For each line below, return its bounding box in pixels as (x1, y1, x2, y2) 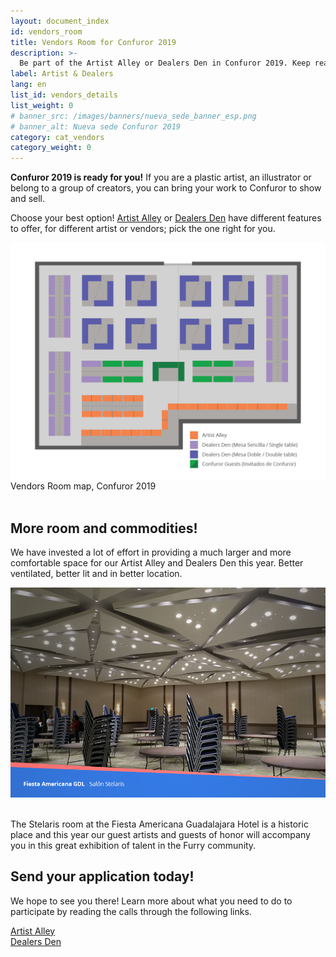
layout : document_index (10, 16, 110, 26)
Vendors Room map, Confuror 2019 (10, 480, 157, 492)
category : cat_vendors (10, 132, 105, 142)
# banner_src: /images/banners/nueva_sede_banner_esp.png (10, 111, 257, 121)
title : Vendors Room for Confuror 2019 (10, 37, 177, 47)
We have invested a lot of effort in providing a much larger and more (10, 546, 292, 558)
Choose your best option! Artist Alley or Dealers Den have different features (10, 212, 322, 224)
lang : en (10, 80, 47, 90)
